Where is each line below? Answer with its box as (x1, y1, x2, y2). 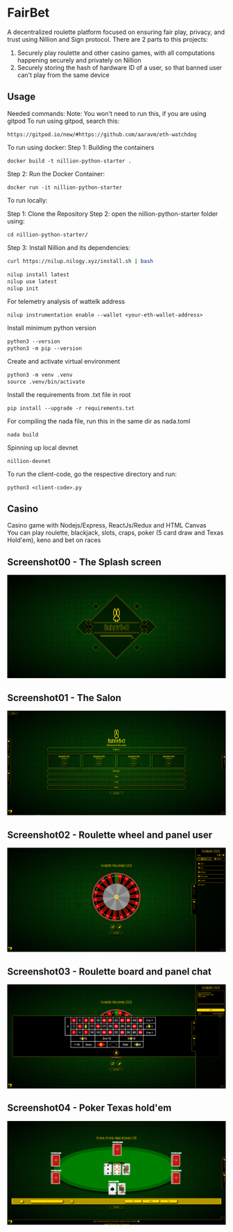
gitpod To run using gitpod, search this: (7, 117, 120, 125)
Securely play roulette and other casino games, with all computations (17, 49, 215, 57)
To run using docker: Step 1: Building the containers (7, 143, 155, 151)
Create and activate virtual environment (7, 357, 120, 365)
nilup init (7, 285, 39, 292)
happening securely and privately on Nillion (17, 56, 141, 64)
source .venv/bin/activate (7, 378, 85, 385)
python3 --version (7, 338, 60, 345)
